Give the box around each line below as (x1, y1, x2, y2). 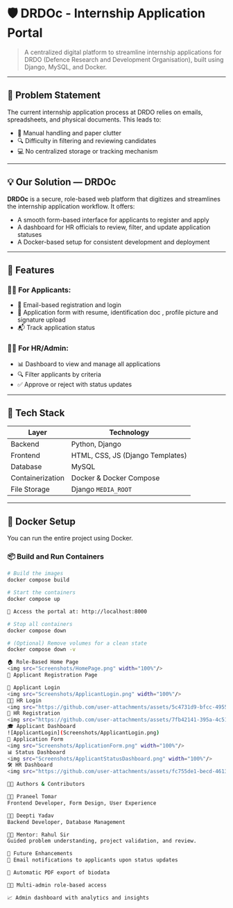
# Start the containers (7, 589, 76, 596)
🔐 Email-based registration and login (17, 301, 121, 309)
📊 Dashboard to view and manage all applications (17, 359, 161, 368)
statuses (17, 230, 42, 238)
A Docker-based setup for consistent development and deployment (17, 238, 210, 246)
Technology (109, 428, 150, 438)
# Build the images (7, 570, 64, 577)
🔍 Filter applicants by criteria (17, 370, 102, 379)
